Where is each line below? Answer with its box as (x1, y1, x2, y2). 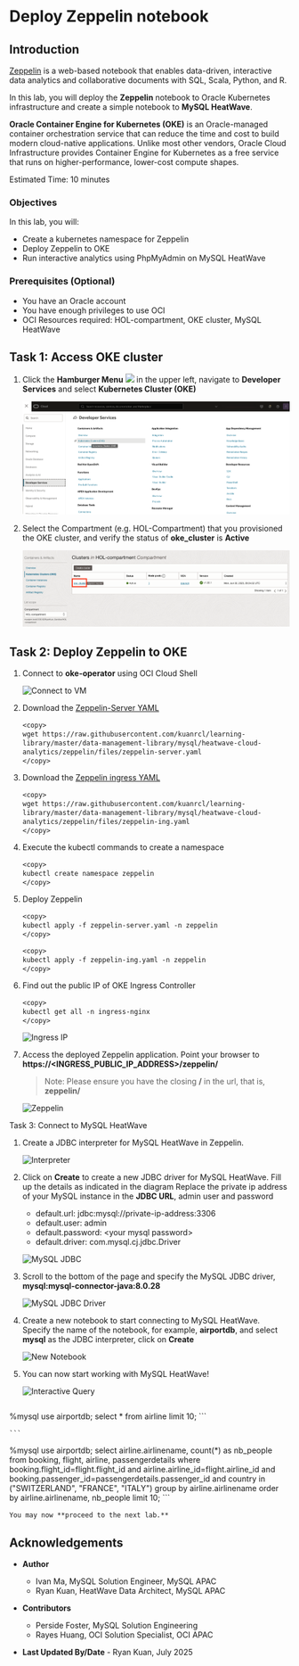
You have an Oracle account (21, 295, 126, 306)
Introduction (9, 42, 80, 57)
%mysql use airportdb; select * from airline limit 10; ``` (9, 1411, 207, 1422)
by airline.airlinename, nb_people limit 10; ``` (9, 1492, 171, 1504)
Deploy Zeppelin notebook (9, 6, 209, 27)
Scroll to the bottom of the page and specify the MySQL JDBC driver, (21, 1271, 276, 1282)
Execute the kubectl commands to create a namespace (21, 842, 225, 853)
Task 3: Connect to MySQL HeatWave (9, 1120, 148, 1131)
